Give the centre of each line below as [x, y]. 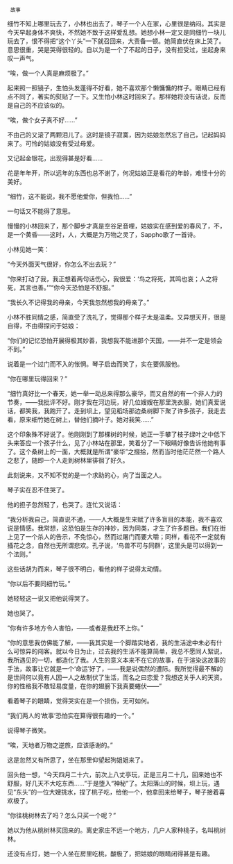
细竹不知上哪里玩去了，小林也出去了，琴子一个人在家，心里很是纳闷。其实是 [116, 24]
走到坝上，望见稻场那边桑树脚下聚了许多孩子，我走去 [150, 411]
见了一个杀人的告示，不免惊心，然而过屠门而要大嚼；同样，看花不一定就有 [119, 537]
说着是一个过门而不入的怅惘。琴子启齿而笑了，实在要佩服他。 [95, 364]
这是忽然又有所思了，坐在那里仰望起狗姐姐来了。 [77, 760]
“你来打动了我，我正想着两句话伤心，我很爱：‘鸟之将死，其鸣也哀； [103, 279]
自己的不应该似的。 [40, 105]
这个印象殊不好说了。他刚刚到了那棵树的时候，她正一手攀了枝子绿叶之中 [110, 434]
